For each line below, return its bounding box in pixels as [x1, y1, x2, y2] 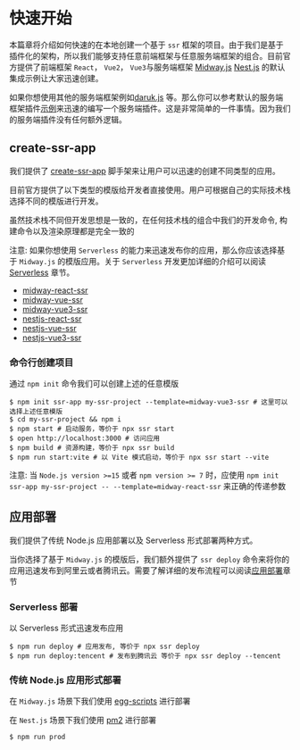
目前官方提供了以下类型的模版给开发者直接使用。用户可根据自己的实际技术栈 [9, 184, 291, 195]
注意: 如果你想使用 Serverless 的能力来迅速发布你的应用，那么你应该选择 [9, 245, 278, 255]
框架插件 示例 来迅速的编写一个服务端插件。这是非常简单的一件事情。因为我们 [9, 103, 291, 113]
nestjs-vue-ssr [21, 322, 78, 333]
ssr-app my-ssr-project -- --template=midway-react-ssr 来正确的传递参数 [9, 481, 287, 492]
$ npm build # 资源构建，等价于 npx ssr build [9, 444, 175, 453]
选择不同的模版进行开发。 [9, 196, 104, 206]
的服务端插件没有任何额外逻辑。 [9, 113, 127, 125]
